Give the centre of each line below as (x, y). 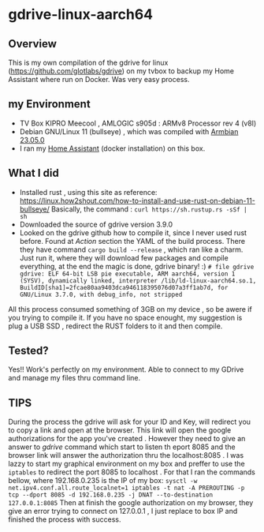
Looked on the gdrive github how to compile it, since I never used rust (133, 232)
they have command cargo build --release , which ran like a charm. (131, 249)
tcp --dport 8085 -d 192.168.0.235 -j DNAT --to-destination (111, 495)
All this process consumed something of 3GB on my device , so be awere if (130, 309)
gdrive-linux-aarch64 (81, 15)
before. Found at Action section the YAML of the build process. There (132, 241)
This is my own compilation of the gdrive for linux (88, 62)
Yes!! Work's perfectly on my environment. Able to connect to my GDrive (126, 369)
